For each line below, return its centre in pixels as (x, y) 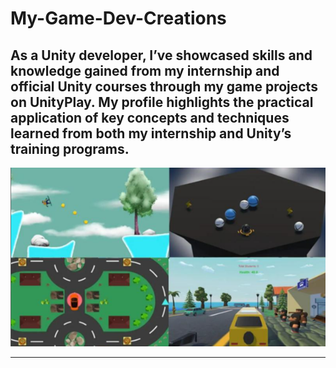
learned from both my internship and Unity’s (151, 133)
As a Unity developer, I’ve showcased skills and (161, 55)
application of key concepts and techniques (150, 117)
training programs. (70, 148)
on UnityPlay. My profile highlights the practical (162, 102)
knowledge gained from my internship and (145, 70)
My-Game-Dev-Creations (118, 18)
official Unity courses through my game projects (164, 86)
